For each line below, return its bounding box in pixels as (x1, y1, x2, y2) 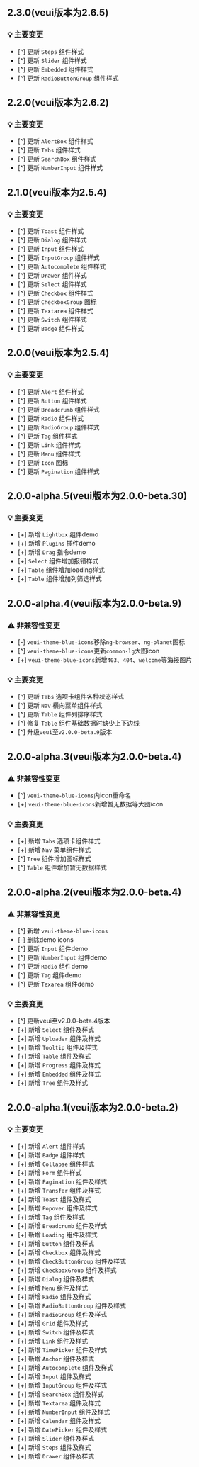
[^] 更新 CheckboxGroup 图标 (17, 298, 97, 306)
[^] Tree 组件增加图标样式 (17, 855, 92, 863)
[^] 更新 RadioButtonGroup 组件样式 (17, 74, 119, 82)
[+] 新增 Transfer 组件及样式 (17, 1186, 101, 1195)
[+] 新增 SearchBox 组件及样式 (17, 1390, 104, 1398)
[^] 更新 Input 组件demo (17, 945, 89, 953)
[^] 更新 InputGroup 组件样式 (17, 254, 101, 262)
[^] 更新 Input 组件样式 (17, 244, 84, 253)
